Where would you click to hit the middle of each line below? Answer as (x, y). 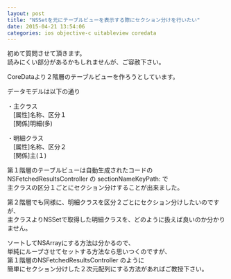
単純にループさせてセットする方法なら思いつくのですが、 (89, 252)
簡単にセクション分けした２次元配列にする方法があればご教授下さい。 (108, 269)
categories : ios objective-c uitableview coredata (82, 33)
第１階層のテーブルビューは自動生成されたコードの (80, 170)
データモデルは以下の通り (44, 91)
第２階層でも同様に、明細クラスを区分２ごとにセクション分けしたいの (108, 202)
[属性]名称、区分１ (40, 115)
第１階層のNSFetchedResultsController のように (76, 260)
